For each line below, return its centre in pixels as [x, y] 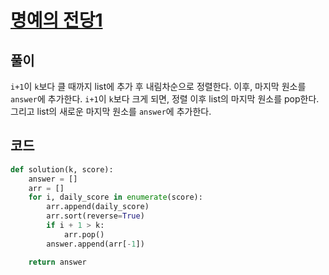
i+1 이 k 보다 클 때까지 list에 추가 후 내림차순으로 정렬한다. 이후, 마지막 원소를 [158, 86]
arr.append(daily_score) [98, 207]
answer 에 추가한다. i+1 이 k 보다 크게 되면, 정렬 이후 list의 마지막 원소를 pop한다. [165, 99]
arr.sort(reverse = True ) [95, 216]
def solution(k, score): [62, 169]
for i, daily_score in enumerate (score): [115, 197]
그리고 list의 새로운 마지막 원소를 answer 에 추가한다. [111, 111]
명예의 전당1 [56, 20]
